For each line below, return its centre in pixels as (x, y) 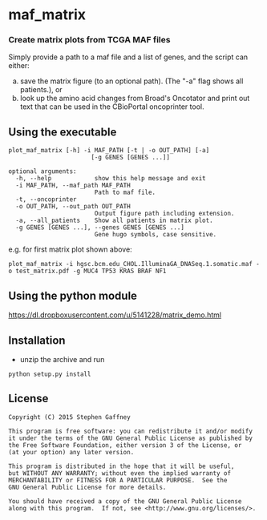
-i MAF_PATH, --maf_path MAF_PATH (73, 186)
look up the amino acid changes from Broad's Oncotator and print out (135, 99)
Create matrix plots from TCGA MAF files (89, 40)
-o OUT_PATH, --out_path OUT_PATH (73, 207)
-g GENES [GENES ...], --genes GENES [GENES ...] (100, 228)
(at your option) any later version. (71, 452)
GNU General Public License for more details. (87, 487)
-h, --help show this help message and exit (111, 179)
